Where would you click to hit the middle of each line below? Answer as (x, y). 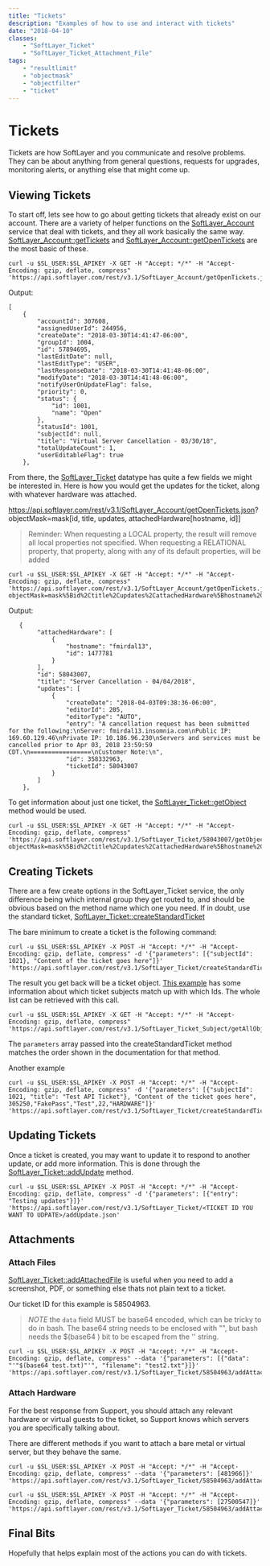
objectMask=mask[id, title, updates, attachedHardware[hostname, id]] (125, 519)
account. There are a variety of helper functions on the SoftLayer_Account (131, 223)
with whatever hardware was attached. (73, 494)
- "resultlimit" (50, 68)
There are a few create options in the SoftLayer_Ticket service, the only (127, 890)
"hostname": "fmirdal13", (109, 647)
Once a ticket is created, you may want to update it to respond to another (129, 1155)
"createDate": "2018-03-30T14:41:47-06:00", (113, 336)
